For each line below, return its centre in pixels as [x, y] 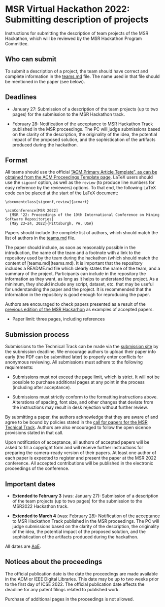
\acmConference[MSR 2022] [32, 211]
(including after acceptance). [42, 388]
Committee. [17, 43]
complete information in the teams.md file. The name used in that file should [82, 76]
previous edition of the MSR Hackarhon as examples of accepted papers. [80, 310]
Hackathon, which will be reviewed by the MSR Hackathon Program [74, 38]
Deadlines [21, 97]
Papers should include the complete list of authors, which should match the [82, 233]
